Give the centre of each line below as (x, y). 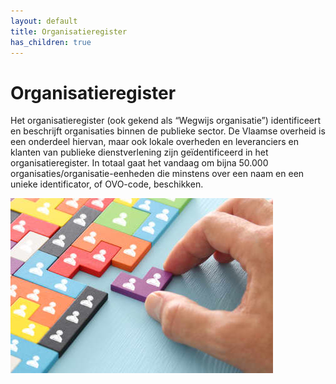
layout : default (44, 21)
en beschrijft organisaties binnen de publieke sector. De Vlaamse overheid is (168, 131)
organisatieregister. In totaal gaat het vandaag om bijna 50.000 (139, 163)
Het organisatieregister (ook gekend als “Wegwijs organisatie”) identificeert (166, 121)
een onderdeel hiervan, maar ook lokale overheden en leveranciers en (154, 142)
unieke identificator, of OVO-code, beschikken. (107, 184)
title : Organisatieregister (69, 31)
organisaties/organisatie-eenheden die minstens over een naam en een (157, 174)
